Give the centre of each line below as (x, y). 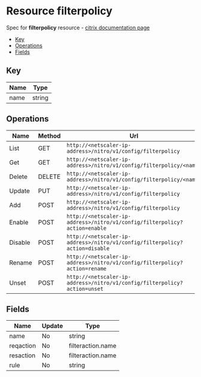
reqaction (23, 346)
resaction (22, 355)
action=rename (86, 268)
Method (49, 136)
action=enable (86, 228)
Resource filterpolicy (59, 11)
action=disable (88, 248)
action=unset (85, 289)
